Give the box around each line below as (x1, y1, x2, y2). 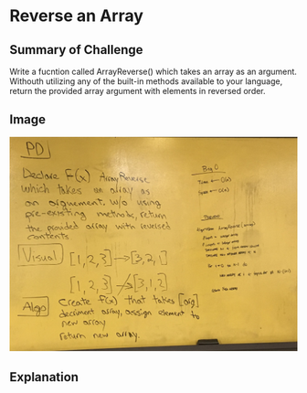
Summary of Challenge (9, 42, 143, 58)
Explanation (9, 369, 79, 385)
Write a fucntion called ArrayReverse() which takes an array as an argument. (9, 66, 297, 77)
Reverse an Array (9, 5, 144, 27)
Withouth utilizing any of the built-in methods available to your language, (9, 76, 283, 87)
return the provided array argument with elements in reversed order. (9, 86, 267, 96)
